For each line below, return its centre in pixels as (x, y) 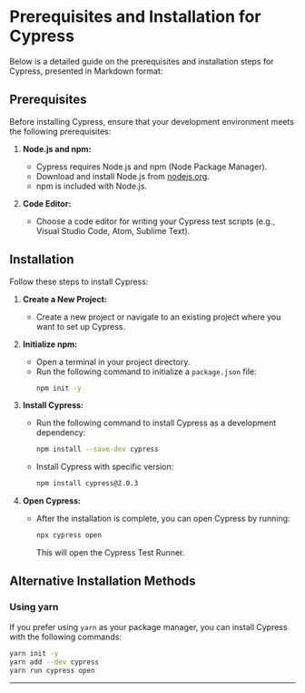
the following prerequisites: (60, 131)
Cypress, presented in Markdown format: (86, 71)
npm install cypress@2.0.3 (87, 484)
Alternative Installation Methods (103, 581)
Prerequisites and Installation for (135, 17)
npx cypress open (69, 535)
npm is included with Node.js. (92, 186)
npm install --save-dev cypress (97, 449)
